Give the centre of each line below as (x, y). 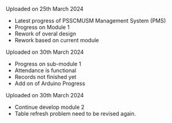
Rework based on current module (57, 40)
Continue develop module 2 (50, 107)
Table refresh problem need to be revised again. (75, 114)
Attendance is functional (45, 70)
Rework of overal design (45, 34)
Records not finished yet (46, 77)
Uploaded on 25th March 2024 (45, 9)
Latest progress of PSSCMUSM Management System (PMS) (90, 20)
